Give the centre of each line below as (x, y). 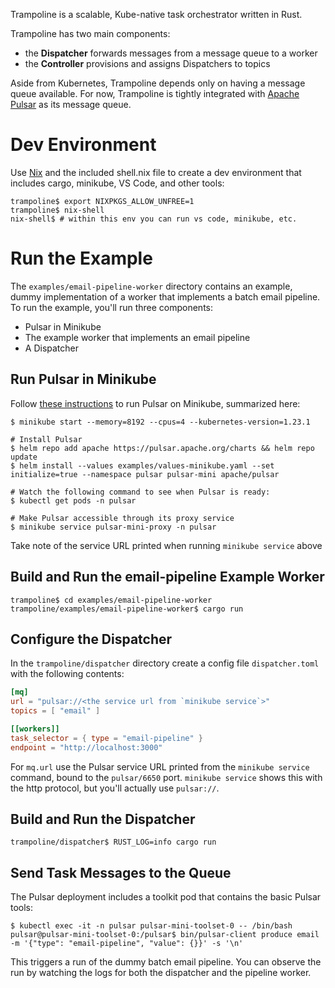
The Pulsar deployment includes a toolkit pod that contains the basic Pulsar (166, 897)
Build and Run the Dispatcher (103, 819)
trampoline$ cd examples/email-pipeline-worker (111, 600)
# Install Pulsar (46, 439)
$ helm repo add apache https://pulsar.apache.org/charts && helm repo (162, 448)
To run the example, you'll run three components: (111, 307)
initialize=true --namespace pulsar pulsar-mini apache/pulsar (145, 474)
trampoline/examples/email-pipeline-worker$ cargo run (127, 609)
